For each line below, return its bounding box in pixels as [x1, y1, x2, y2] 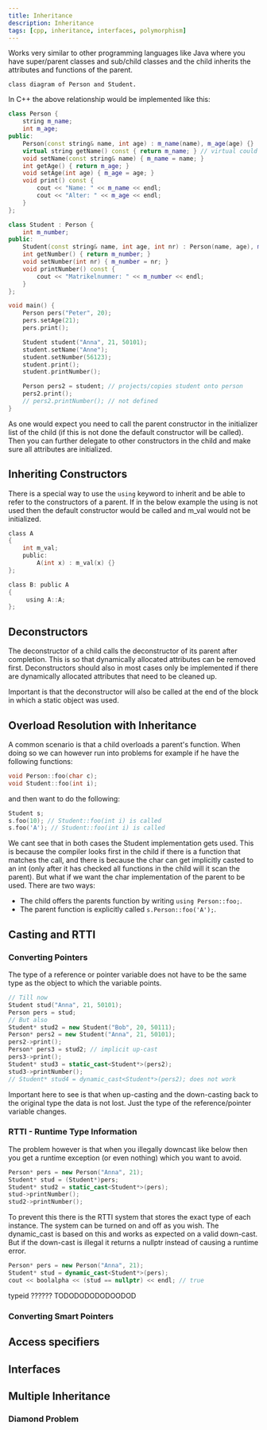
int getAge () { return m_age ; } [22, 162, 130, 170]
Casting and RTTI [8, 927, 96, 941]
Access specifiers [8, 1335, 100, 1349]
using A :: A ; [25, 595, 66, 604]
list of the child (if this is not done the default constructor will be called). [8, 427, 244, 437]
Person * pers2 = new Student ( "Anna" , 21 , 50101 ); [8, 1031, 176, 1039]
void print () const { [22, 177, 94, 185]
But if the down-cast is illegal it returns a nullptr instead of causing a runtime [8, 1238, 259, 1248]
